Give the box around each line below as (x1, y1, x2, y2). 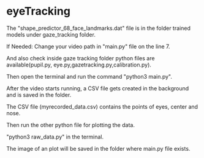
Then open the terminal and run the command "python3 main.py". (6, 73, 173, 80)
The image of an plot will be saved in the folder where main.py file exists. (6, 145, 191, 152)
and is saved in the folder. (6, 91, 72, 98)
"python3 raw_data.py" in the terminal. (6, 133, 104, 140)
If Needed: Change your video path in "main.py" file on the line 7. (6, 43, 170, 50)
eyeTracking (6, 4, 70, 18)
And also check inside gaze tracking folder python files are (6, 54, 155, 62)
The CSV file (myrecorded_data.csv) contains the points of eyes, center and (6, 102, 198, 110)
